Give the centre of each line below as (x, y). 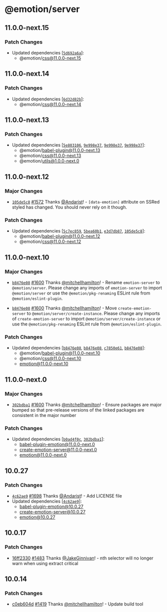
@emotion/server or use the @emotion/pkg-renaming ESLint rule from (81, 293)
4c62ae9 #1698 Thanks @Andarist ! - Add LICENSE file (67, 495)
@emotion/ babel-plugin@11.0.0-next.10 (60, 353)
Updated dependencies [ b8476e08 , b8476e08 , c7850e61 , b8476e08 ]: (78, 348)
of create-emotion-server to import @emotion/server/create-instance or (86, 318)
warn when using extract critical (45, 563)
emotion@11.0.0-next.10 (44, 364)
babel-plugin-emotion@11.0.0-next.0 (57, 444)
